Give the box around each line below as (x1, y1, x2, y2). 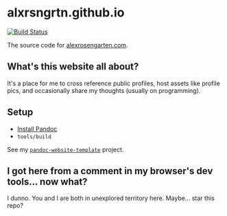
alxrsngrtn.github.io (7, 5, 125, 21)
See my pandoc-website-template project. (7, 145, 124, 153)
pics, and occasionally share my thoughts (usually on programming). (7, 86, 201, 94)
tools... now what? (7, 175, 88, 187)
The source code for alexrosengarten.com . (7, 41, 128, 49)
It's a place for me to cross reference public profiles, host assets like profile (7, 79, 221, 87)
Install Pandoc (16, 125, 58, 133)
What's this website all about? (7, 61, 139, 73)
